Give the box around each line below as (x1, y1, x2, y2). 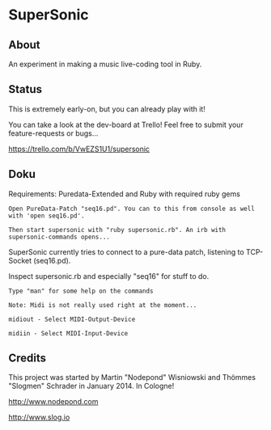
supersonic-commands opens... (8, 233, 111, 241)
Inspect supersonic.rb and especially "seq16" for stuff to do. (8, 271, 210, 280)
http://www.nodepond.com (8, 397, 99, 407)
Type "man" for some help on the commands (8, 287, 154, 295)
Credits (8, 352, 47, 365)
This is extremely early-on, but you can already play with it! (8, 103, 206, 114)
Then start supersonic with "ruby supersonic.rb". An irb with (8, 226, 227, 234)
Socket (8, 255, 32, 265)
